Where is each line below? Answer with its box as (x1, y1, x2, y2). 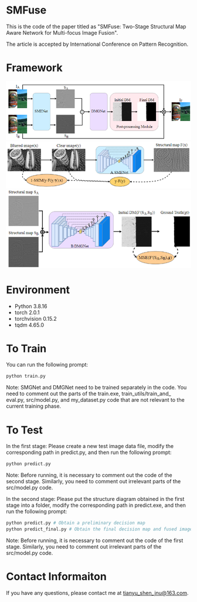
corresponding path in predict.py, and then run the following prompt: (6, 449, 172, 456)
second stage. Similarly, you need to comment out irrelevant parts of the (6, 478, 181, 485)
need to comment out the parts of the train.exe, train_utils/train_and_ (6, 390, 171, 397)
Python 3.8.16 (14, 302, 47, 310)
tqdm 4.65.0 (14, 321, 44, 328)
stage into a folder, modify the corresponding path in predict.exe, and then (6, 502, 186, 509)
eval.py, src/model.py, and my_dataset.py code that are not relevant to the (6, 396, 185, 403)
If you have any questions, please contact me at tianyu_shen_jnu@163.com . (6, 589, 189, 596)
